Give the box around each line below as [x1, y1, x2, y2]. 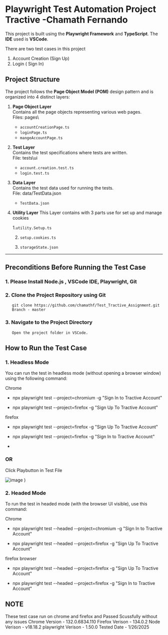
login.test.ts [19, 171, 49, 176]
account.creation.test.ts [19, 165, 74, 171]
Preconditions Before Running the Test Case [5, 263, 146, 272]
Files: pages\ [12, 114, 39, 120]
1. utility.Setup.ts [12, 224, 52, 231]
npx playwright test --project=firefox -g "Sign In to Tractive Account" [12, 434, 155, 440]
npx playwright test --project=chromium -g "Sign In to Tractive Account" [12, 395, 162, 401]
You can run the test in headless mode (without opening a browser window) [5, 370, 161, 376]
